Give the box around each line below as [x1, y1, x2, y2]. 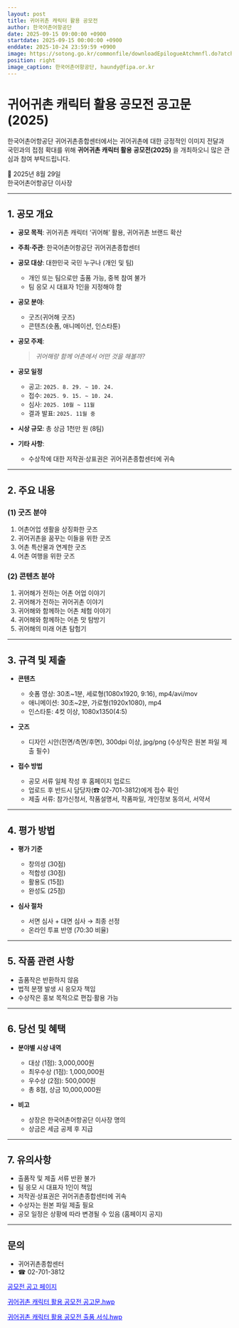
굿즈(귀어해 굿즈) [28, 313, 75, 322]
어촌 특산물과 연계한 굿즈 [17, 543, 87, 551]
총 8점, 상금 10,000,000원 [28, 1085, 102, 1093]
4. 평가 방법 [7, 824, 55, 837]
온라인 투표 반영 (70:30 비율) [28, 925, 109, 934]
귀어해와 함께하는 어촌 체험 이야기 [17, 607, 112, 616]
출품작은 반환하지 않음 [17, 975, 80, 984]
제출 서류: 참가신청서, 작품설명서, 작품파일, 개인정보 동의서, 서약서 [28, 795, 211, 803]
